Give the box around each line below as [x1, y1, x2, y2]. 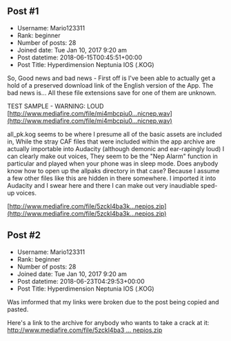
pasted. [7, 305, 29, 313]
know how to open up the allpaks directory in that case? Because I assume [7, 166, 220, 175]
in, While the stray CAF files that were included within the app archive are [7, 137, 216, 146]
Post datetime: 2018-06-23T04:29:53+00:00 [17, 277, 145, 285]
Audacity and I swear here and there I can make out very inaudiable [7, 181, 199, 189]
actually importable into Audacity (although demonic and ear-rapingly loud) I [7, 144, 225, 153]
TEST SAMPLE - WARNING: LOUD [7, 101, 104, 110]
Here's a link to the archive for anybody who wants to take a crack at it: [7, 318, 210, 327]
